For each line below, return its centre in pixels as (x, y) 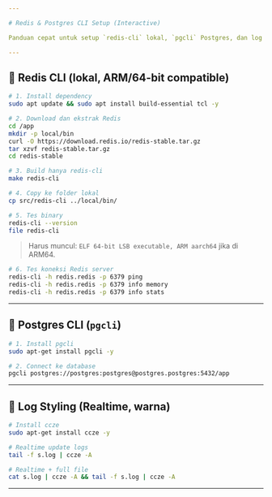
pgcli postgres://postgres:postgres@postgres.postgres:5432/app (119, 374)
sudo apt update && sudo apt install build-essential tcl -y (114, 104)
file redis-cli (34, 231)
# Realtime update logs (49, 447)
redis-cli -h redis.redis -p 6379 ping (76, 277)
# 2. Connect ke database (52, 366)
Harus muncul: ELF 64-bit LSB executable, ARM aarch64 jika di (133, 246)
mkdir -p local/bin (41, 134)
